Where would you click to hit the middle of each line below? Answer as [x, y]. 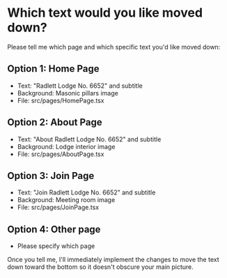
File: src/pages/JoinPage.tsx [58, 208]
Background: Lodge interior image [66, 146]
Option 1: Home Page [53, 69]
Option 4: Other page [54, 229]
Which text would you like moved [105, 13]
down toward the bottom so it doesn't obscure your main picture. [100, 267]
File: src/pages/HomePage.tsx [61, 100]
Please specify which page [56, 246]
